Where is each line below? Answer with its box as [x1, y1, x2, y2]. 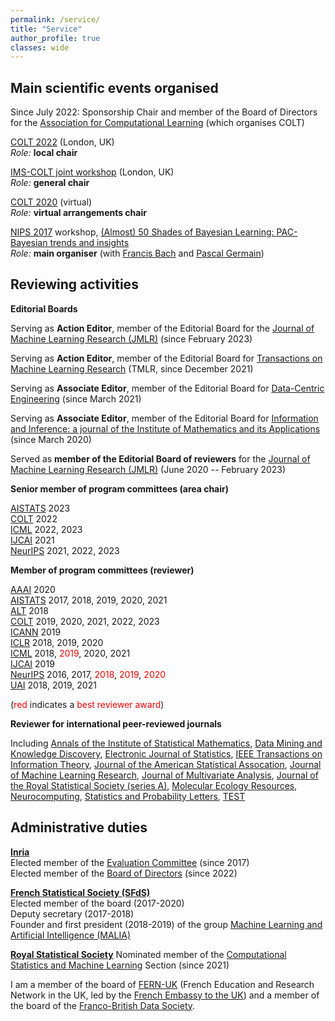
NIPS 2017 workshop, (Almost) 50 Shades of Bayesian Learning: [10, 226, 275, 238]
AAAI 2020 [10, 583, 56, 595]
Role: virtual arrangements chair [10, 207, 147, 219]
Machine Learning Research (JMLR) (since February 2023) [10, 332, 253, 345]
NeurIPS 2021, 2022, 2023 [10, 544, 120, 556]
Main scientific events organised [10, 79, 219, 96]
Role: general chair [10, 177, 90, 189]
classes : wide [10, 42, 70, 53]
